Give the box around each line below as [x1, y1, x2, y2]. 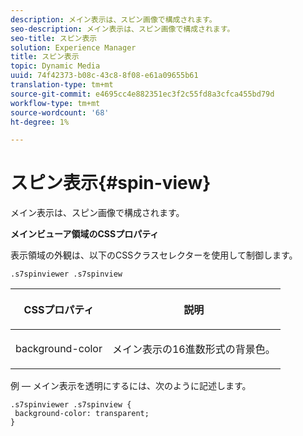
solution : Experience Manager [10, 42, 137, 53]
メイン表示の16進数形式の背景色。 [111, 342, 276, 356]
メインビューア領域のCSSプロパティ [10, 228, 160, 240]
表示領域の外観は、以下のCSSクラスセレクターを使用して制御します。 [10, 249, 298, 261]
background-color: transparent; [14, 409, 150, 419]
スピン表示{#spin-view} [10, 172, 212, 195]
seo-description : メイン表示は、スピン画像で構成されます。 [10, 24, 235, 34]
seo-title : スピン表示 [10, 33, 98, 43]
